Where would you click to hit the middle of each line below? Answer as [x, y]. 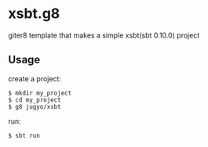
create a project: [35, 78]
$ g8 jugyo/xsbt [35, 106]
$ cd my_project [35, 100]
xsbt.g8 [34, 14]
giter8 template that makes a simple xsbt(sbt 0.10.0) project [104, 35]
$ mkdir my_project [40, 93]
